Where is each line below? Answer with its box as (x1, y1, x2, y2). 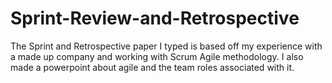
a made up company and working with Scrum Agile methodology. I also (10, 50, 304, 62)
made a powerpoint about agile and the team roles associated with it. (10, 61, 295, 73)
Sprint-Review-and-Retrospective (10, 7, 300, 30)
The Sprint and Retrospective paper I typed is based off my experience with (10, 40, 323, 52)
